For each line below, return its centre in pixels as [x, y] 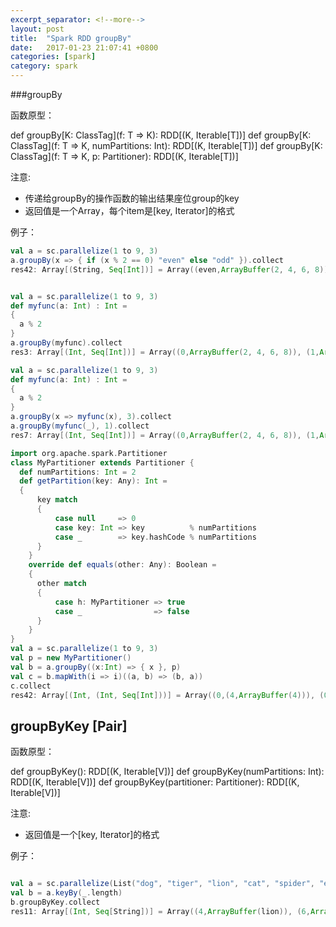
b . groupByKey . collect [55, 902]
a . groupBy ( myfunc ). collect [66, 343]
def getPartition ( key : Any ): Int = [93, 481]
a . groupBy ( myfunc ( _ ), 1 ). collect [80, 426]
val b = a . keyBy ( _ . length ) [66, 893]
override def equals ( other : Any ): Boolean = [122, 565]
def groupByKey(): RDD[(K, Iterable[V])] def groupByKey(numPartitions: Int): [167, 772]
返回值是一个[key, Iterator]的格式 [92, 835]
